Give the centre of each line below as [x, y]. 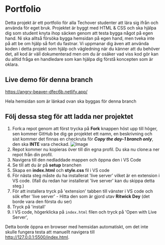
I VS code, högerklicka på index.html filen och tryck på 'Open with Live [84, 212]
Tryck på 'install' [29, 207]
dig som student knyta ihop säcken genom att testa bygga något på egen [79, 33]
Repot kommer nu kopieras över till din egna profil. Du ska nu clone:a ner [86, 149]
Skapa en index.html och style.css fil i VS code [61, 170]
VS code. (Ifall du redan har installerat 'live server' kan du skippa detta [83, 181]
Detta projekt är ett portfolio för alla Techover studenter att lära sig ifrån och [82, 23]
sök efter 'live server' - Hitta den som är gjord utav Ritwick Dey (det [81, 196]
